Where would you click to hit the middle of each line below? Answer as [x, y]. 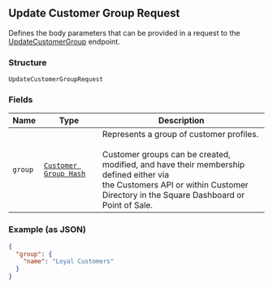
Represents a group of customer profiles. [180, 135]
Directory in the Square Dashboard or [173, 196]
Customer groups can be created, [167, 155]
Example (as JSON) [48, 230]
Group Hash [65, 174]
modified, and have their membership [173, 165]
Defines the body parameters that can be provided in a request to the [124, 32]
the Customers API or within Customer [175, 185]
